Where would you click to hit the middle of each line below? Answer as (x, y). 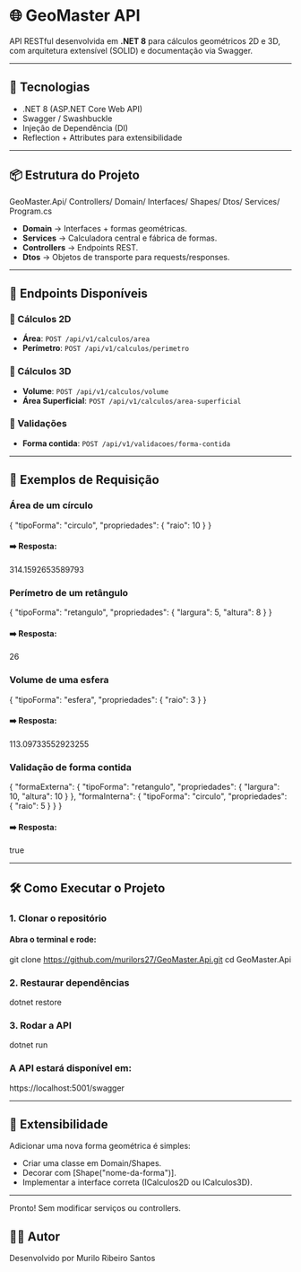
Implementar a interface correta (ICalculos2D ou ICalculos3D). (137, 1182)
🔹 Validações (38, 424)
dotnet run (29, 1045)
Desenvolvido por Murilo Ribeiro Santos (82, 1259)
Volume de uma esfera (59, 680)
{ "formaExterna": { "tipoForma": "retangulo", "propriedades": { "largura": (145, 787)
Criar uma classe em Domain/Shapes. (92, 1163)
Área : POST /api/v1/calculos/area (86, 338)
